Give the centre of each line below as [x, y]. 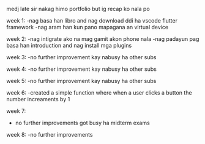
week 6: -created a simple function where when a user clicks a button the [99, 93]
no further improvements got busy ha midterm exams [82, 123]
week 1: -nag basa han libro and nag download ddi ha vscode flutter [92, 20]
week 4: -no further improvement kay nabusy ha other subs [82, 69]
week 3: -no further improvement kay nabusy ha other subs [81, 57]
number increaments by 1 [38, 99]
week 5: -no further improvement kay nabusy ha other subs [81, 81]
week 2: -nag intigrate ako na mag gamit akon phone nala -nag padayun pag [103, 39]
